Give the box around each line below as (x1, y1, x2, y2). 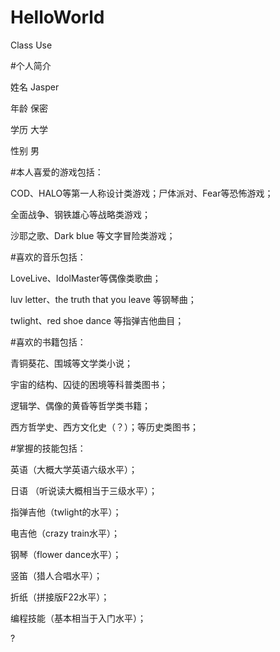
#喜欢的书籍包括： (10, 336, 87, 348)
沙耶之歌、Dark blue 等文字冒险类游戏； (10, 229, 176, 241)
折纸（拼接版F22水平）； (10, 591, 110, 603)
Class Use (10, 39, 53, 51)
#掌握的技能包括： (10, 442, 87, 454)
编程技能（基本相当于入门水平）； (10, 612, 147, 624)
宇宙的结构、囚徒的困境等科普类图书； (10, 378, 168, 390)
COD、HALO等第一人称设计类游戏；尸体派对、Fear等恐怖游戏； (10, 187, 274, 199)
